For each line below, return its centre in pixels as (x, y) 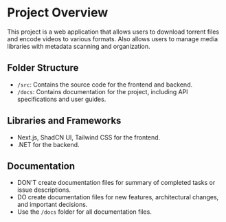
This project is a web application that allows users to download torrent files (113, 32)
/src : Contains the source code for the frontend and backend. (105, 85)
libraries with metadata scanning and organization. (79, 46)
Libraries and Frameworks (64, 121)
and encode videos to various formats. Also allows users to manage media (113, 38)
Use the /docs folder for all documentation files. (84, 212)
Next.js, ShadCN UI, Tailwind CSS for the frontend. (89, 137)
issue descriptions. (44, 190)
